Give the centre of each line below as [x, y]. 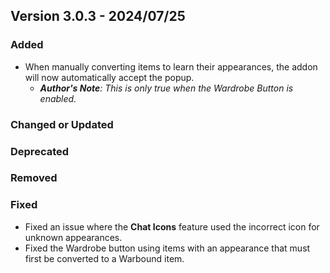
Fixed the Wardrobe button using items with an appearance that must [167, 248]
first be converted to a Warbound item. [104, 258]
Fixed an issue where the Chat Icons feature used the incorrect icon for [172, 226]
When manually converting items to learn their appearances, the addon [171, 66]
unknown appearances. [73, 237]
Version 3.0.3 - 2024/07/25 [98, 16]
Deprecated [40, 151]
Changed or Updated [62, 124]
